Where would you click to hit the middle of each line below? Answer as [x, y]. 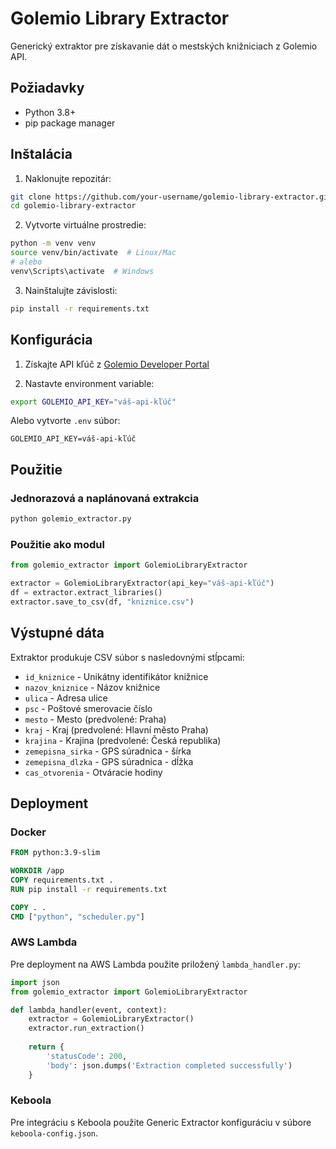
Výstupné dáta [57, 633]
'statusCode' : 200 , [87, 1056]
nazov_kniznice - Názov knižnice [92, 687]
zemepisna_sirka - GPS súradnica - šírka [108, 751]
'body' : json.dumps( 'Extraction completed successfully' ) [169, 1065]
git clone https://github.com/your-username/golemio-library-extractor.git [171, 197]
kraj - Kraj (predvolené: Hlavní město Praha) [116, 729]
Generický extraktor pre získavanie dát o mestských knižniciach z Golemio [164, 46]
